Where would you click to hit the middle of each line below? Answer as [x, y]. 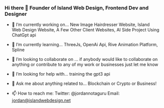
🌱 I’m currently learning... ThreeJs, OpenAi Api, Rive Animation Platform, [85, 45]
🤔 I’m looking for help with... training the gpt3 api [61, 74]
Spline [18, 50]
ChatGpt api [24, 35]
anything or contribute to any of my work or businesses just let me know [85, 65]
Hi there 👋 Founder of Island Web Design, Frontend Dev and [77, 8]
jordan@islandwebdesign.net [41, 101]
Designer [16, 14]
